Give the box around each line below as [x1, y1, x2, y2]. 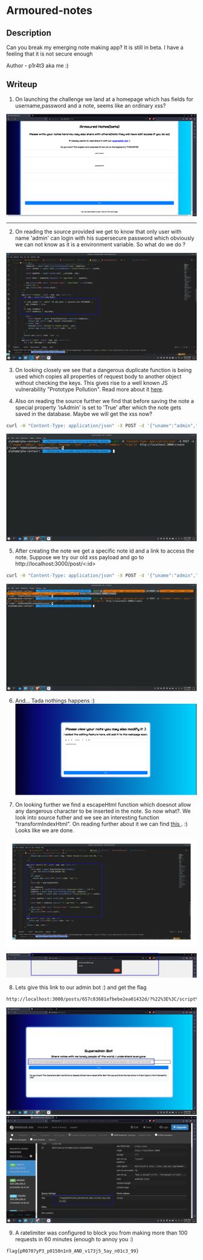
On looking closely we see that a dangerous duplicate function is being [14, 366, 192, 373]
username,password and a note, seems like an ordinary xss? [14, 102, 166, 109]
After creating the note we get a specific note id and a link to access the [14, 547, 195, 554]
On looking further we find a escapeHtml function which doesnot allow [14, 801, 192, 808]
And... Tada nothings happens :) [14, 697, 95, 704]
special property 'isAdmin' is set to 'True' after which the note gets [14, 404, 181, 411]
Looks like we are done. [14, 827, 74, 834]
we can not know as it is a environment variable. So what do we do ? [14, 241, 186, 248]
